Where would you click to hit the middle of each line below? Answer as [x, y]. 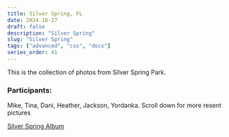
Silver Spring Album [36, 127]
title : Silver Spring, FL [45, 14]
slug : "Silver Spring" [40, 40]
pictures [19, 113]
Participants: [30, 90]
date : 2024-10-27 [32, 20]
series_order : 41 [32, 53]
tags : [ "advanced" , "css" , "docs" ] [59, 46]
